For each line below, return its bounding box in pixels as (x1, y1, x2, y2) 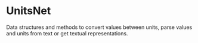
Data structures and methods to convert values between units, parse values (6, 24, 193, 31)
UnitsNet (6, 4, 51, 18)
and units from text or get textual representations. (6, 29, 128, 37)
